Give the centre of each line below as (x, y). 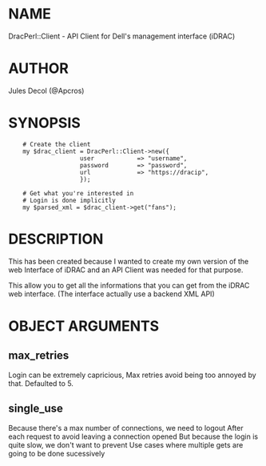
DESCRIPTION (56, 239)
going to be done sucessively (57, 453)
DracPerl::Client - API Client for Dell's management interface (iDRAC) (122, 36)
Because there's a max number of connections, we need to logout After (126, 428)
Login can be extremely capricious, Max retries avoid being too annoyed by (133, 375)
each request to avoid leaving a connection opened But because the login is (133, 436)
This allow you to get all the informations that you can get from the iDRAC (129, 285)
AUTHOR (39, 68)
